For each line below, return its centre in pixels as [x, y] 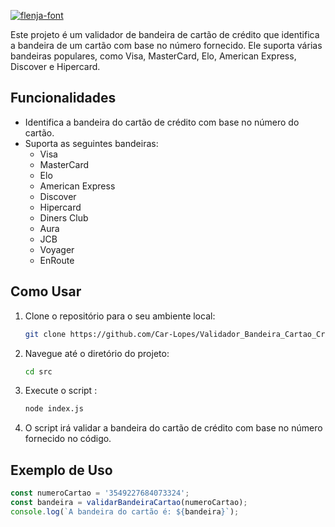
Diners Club [64, 217]
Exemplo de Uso [61, 470]
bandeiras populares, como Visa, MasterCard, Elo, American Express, [153, 56]
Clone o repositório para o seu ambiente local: [120, 316]
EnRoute [57, 260]
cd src [38, 371]
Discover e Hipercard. [55, 66]
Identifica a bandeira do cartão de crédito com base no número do [162, 122]
